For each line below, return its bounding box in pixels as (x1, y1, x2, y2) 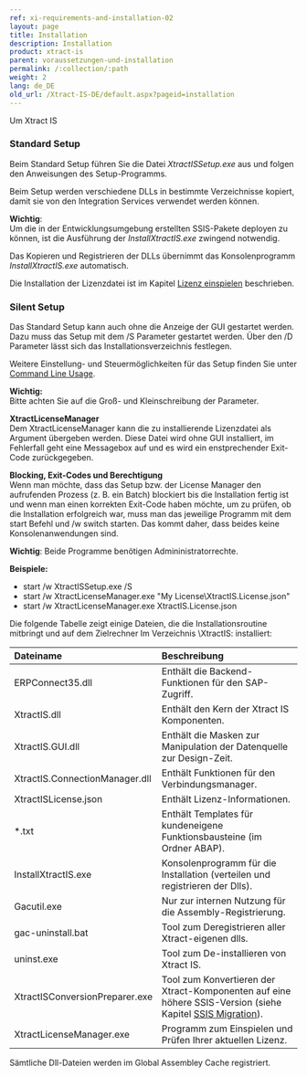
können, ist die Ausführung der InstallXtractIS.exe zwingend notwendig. (9, 232, 281, 243)
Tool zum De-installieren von (161, 947, 287, 960)
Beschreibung (161, 649, 224, 662)
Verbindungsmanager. (161, 778, 258, 791)
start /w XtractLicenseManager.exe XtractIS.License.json (22, 600, 238, 612)
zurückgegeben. (31, 452, 94, 463)
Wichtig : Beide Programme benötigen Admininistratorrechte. (9, 545, 239, 557)
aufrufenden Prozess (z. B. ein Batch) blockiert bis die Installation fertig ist (9, 490, 290, 501)
